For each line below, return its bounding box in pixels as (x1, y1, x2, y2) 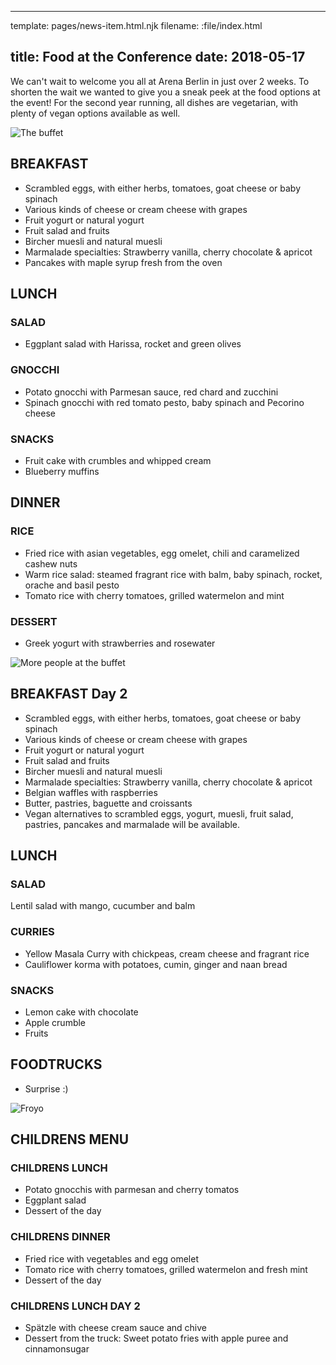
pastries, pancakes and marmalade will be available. (24, 818, 241, 830)
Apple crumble (24, 1016, 87, 1028)
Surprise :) (24, 1082, 69, 1095)
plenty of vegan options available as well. (10, 107, 181, 119)
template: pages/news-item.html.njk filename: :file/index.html (10, 20, 263, 31)
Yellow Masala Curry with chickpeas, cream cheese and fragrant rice (24, 947, 310, 960)
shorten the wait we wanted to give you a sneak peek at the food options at (10, 86, 321, 98)
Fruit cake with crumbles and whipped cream (24, 454, 212, 466)
